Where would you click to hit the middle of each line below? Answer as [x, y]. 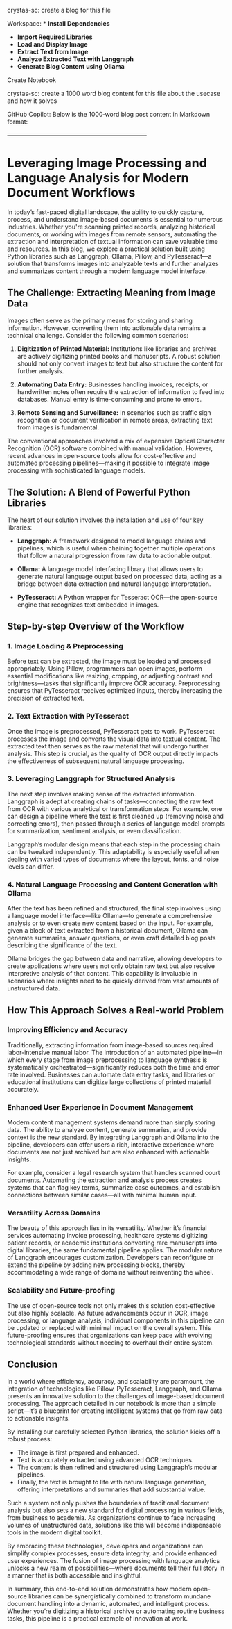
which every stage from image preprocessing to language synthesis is [107, 1060]
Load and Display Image [52, 44]
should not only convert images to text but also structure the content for [120, 363]
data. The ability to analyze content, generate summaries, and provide [107, 1130]
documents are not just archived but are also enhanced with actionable [108, 1152]
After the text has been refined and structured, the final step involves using [114, 908]
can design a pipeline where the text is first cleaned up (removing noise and [115, 816]
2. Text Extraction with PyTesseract [68, 717]
